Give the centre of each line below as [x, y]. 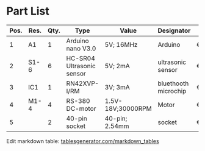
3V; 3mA [117, 87]
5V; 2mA [117, 66]
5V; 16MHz [121, 44]
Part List [28, 11]
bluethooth [173, 83]
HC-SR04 [81, 58]
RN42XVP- [83, 83]
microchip [172, 91]
